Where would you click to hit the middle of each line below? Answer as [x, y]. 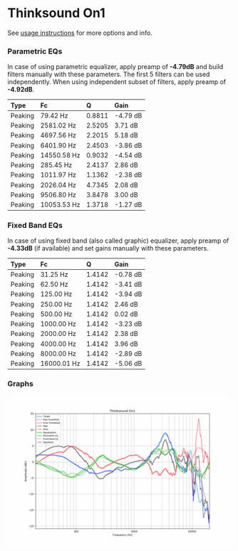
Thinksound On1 [56, 13]
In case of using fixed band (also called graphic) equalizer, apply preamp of [118, 241]
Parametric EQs [35, 51]
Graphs [20, 384]
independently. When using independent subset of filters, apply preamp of [117, 82]
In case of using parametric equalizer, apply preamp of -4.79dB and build [115, 67]
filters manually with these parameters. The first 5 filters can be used [109, 74]
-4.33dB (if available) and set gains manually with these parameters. [108, 248]
